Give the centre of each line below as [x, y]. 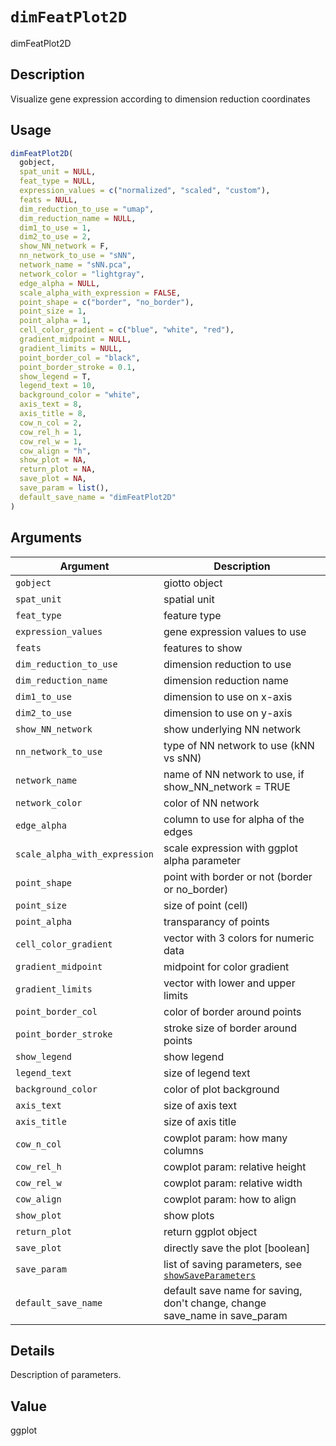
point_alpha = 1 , [55, 321]
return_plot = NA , [58, 469]
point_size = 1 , [53, 311]
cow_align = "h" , [55, 451]
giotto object [193, 583]
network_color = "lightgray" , [82, 274]
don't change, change [215, 1303]
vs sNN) [182, 758]
